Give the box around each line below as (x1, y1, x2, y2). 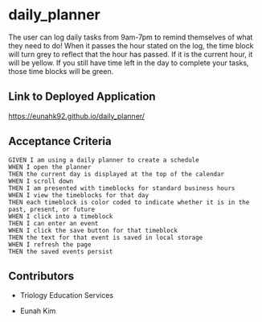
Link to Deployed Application (8, 90, 156, 104)
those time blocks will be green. (8, 66, 114, 76)
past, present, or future (8, 205, 95, 213)
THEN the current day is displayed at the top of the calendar (8, 170, 225, 178)
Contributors (8, 269, 75, 283)
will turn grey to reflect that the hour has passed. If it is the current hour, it (8, 49, 253, 59)
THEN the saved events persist (8, 247, 113, 255)
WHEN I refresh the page (8, 240, 92, 249)
